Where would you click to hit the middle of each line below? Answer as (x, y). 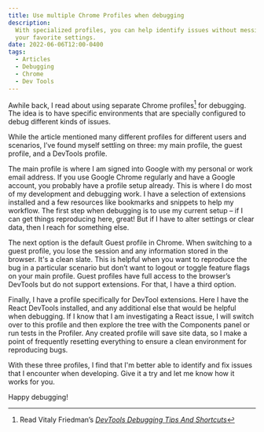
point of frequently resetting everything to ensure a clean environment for (127, 342)
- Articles (33, 60)
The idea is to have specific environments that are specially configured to (127, 113)
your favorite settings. (56, 37)
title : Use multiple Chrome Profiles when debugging (96, 15)
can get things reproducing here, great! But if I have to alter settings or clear (131, 219)
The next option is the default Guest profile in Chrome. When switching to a (130, 243)
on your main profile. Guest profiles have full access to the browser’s (119, 276)
